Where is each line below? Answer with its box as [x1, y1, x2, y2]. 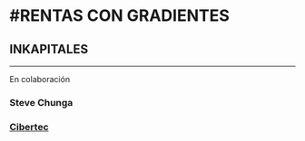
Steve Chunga [9, 96, 74, 108]
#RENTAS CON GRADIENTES [9, 5, 230, 26]
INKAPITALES [9, 42, 89, 57]
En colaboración [9, 74, 71, 84]
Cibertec [9, 120, 49, 133]
